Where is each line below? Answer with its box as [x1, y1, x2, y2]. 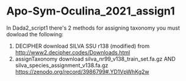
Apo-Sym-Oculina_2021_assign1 [6, 4, 175, 18]
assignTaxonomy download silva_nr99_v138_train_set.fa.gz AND [15, 55, 176, 62]
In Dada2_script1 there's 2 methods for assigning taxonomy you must [6, 24, 180, 31]
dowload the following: [6, 30, 64, 37]
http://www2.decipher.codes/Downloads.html [15, 48, 131, 56]
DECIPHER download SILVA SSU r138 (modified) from [15, 42, 150, 50]
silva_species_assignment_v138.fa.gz [15, 62, 109, 69]
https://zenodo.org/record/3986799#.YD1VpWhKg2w [15, 68, 149, 75]
